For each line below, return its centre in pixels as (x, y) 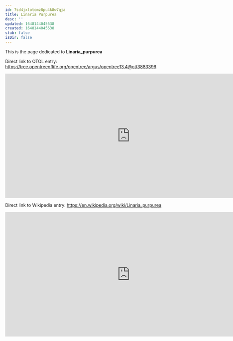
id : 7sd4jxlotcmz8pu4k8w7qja (35, 10)
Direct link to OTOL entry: (31, 61)
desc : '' (14, 19)
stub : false (17, 33)
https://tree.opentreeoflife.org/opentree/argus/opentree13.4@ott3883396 (81, 66)
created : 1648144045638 (30, 28)
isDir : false (19, 38)
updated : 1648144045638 (30, 24)
